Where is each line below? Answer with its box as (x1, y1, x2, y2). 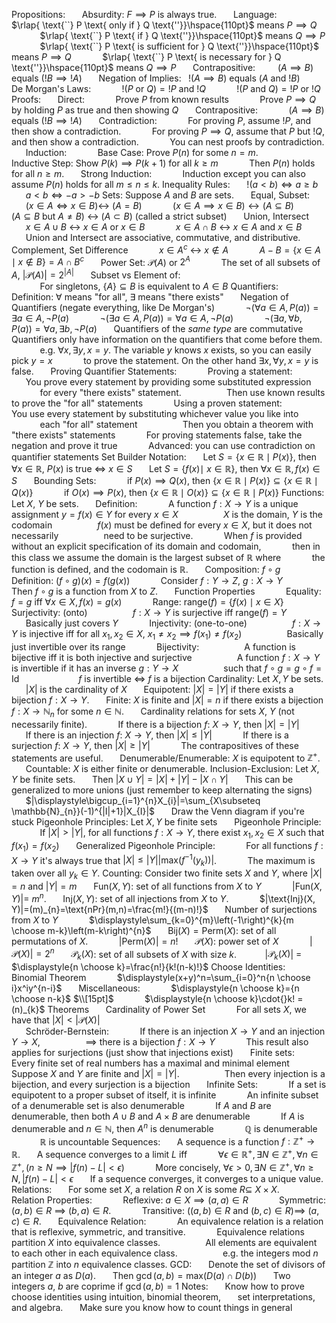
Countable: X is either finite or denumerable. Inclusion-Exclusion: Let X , (25, 763, 320, 775)
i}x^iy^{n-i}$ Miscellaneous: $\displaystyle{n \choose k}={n (11, 982, 300, 994)
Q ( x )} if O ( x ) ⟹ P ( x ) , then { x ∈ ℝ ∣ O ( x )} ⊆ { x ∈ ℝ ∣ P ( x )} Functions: (11, 486, 325, 498)
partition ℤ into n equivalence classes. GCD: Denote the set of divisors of (11, 1258, 326, 1270)
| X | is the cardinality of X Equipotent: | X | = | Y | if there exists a (25, 683, 294, 695)
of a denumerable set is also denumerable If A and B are (11, 1100, 272, 1112)
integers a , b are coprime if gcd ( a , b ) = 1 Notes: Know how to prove (11, 1280, 305, 1292)
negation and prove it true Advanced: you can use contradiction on (11, 439, 316, 451)
